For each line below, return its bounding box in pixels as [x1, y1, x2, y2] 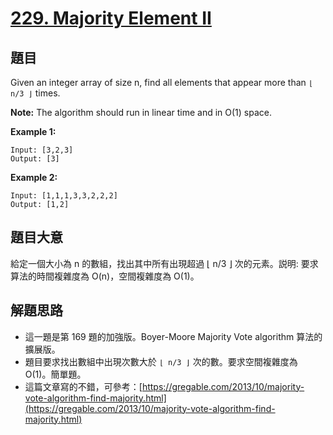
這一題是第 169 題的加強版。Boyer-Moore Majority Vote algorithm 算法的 [24, 330, 323, 342]
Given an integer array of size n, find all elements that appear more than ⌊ [10, 77, 313, 88]
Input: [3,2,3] [10, 145, 74, 155]
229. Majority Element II [10, 7, 212, 30]
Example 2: [10, 172, 58, 183]
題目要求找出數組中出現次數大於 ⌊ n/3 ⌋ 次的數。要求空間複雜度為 [24, 355, 298, 367]
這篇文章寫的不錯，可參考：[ [24, 380, 143, 392]
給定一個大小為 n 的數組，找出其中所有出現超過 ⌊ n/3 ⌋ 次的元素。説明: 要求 [10, 257, 319, 269]
